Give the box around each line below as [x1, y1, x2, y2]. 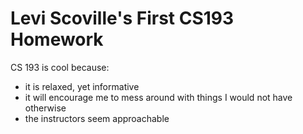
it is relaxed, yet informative [24, 80, 140, 92]
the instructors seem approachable [24, 112, 170, 124]
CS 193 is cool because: [10, 61, 110, 73]
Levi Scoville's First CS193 [10, 7, 235, 30]
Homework [10, 28, 104, 51]
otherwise [24, 102, 67, 114]
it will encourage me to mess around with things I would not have [24, 91, 293, 103]
